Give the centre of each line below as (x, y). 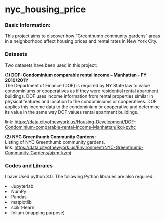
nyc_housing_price (46, 9)
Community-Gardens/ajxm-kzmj (38, 153)
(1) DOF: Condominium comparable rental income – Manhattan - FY (76, 75)
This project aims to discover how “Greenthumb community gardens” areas (83, 36)
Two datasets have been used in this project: (51, 65)
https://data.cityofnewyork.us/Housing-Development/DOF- (75, 122)
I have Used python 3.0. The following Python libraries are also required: (79, 177)
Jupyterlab (23, 186)
